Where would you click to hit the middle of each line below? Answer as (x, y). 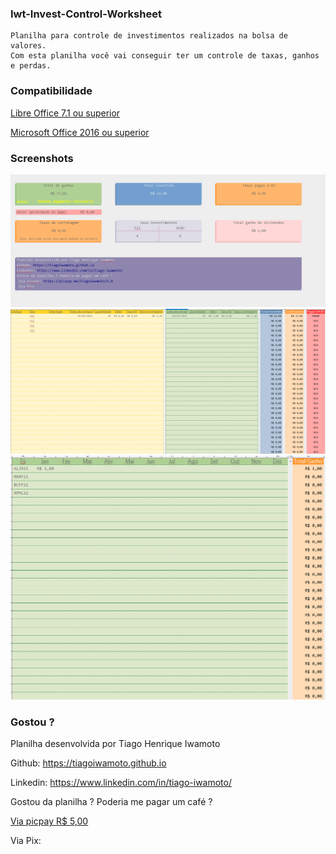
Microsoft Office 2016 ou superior (80, 132)
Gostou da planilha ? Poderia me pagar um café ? (111, 802)
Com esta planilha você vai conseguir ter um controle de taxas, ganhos (165, 56)
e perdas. (31, 66)
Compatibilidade (51, 91)
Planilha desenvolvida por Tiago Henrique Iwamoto (115, 744)
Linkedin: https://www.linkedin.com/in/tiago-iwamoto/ (121, 783)
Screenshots (42, 158)
